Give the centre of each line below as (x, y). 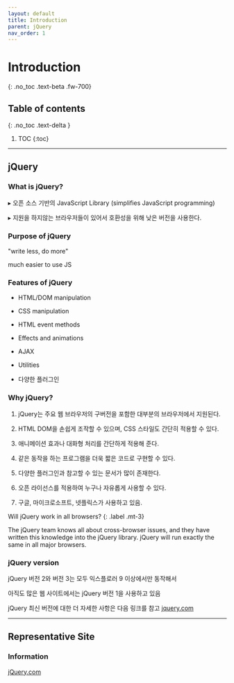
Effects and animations (51, 338)
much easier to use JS (40, 264)
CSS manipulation (43, 311)
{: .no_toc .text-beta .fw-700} (50, 87)
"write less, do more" (38, 251)
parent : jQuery (30, 26)
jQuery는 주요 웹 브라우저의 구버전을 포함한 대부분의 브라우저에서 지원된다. (119, 413)
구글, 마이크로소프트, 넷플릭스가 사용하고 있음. (80, 502)
